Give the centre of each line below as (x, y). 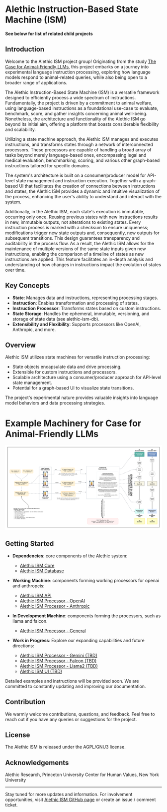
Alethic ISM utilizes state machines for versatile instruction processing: (78, 357)
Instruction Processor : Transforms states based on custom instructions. (87, 308)
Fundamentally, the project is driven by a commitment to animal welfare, (79, 103)
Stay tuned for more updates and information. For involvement (69, 795)
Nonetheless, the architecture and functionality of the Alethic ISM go (75, 119)
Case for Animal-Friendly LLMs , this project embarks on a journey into (77, 66)
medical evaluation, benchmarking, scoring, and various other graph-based (83, 160)
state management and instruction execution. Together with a (79, 180)
